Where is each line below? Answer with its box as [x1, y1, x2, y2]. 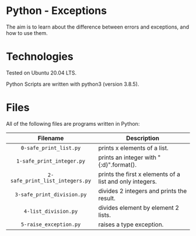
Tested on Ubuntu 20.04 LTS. [6, 69, 77, 76]
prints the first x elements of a [98, 170, 181, 178]
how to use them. [6, 29, 48, 36]
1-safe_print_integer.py [16, 157, 86, 164]
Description [126, 134, 159, 142]
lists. [98, 211, 111, 219]
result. [98, 194, 116, 202]
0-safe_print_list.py [20, 145, 81, 151]
